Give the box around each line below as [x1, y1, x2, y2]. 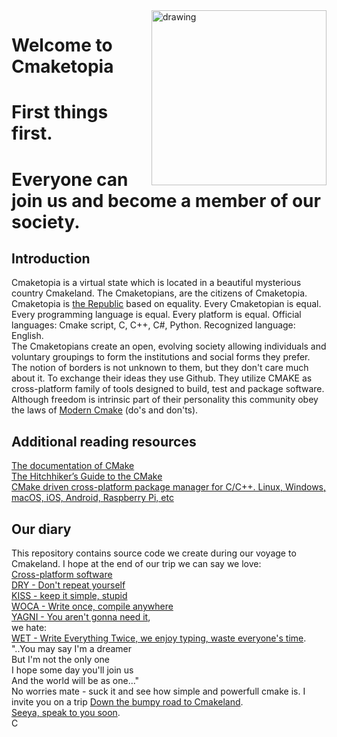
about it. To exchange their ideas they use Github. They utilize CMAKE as [11, 372, 313, 384]
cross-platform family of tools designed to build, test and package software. [11, 383, 325, 395]
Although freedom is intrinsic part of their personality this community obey [11, 394, 319, 406]
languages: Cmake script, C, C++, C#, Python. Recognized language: [11, 319, 296, 331]
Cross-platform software [11, 569, 113, 580]
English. [11, 330, 44, 342]
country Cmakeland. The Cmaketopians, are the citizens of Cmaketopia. [11, 287, 308, 299]
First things [11, 101, 109, 124]
